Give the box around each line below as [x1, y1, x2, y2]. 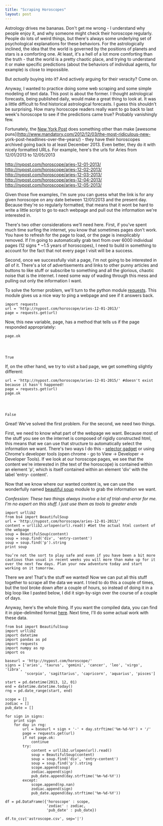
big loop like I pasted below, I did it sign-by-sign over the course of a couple [5, 590, 158, 595]
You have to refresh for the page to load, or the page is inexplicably [5, 232, 140, 238]
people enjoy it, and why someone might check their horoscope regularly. [5, 30, 153, 36]
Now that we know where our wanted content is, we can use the [5, 481, 134, 487]
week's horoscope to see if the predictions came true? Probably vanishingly [5, 111, 157, 117]
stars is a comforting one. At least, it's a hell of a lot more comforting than [5, 51, 153, 57]
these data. [5, 615, 28, 621]
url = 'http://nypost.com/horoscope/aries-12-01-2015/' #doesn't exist [5, 378, 153, 383]
